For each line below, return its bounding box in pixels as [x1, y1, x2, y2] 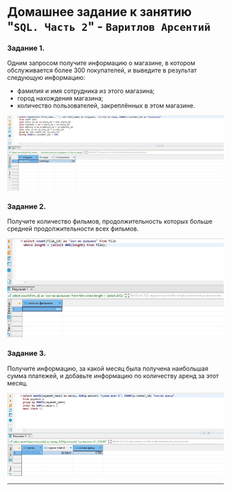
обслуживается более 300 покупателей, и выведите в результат [7, 66, 197, 74]
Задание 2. [7, 201, 47, 211]
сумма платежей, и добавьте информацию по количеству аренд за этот [7, 371, 219, 379]
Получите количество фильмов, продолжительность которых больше [7, 218, 213, 225]
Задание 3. [7, 348, 47, 358]
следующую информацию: [7, 74, 86, 82]
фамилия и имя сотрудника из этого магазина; [16, 87, 155, 95]
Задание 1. [7, 43, 45, 53]
